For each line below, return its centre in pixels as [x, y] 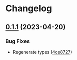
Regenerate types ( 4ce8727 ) [42, 52]
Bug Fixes [18, 41]
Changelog [29, 9]
